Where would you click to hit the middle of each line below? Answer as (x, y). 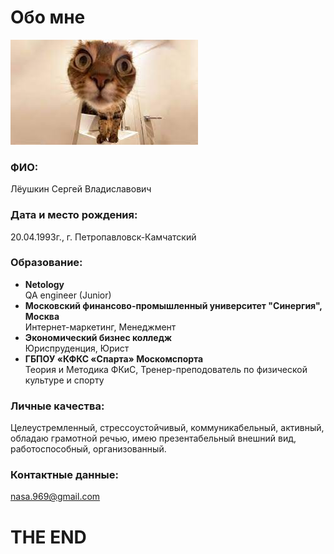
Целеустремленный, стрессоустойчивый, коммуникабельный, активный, (167, 428)
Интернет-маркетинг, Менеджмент (100, 327)
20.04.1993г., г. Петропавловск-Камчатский (103, 237)
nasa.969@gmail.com (55, 497)
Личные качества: (57, 406)
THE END (48, 537)
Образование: (46, 263)
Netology (44, 284)
